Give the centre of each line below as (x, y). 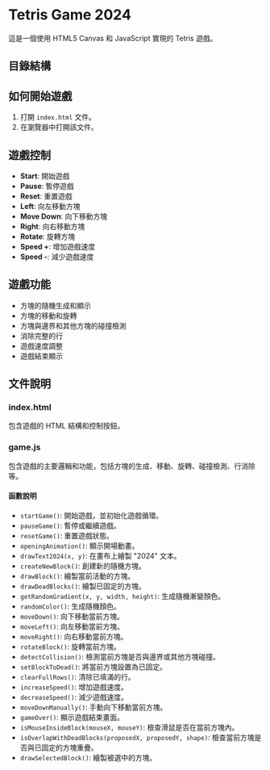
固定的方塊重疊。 (70, 747)
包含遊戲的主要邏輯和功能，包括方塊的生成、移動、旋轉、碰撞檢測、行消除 (132, 466)
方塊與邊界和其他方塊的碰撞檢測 (73, 325)
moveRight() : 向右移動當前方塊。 (74, 636)
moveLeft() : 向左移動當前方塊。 (72, 626)
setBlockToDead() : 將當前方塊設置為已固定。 (93, 667)
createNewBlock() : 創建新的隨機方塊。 (83, 566)
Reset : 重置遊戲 (46, 196)
